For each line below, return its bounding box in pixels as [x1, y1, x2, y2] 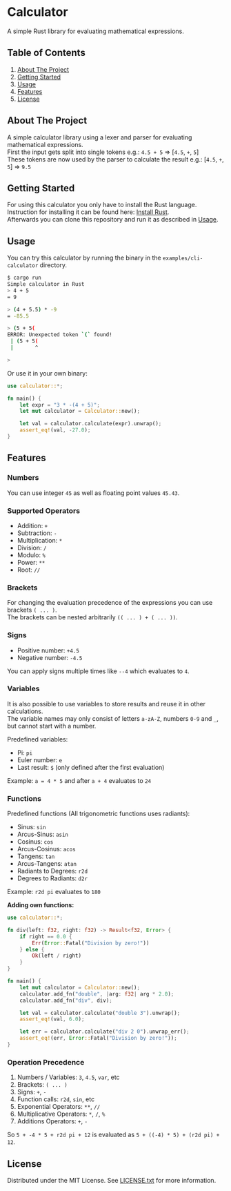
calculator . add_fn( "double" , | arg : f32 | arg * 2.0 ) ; [19, 990, 174, 998]
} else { [19, 946, 45, 953]
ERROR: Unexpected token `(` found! [7, 331, 112, 338]
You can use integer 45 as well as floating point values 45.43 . [7, 488, 180, 497]
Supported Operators [7, 505, 81, 515]
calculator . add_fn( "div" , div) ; [19, 997, 112, 1004]
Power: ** [17, 558, 46, 566]
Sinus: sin [17, 823, 46, 831]
